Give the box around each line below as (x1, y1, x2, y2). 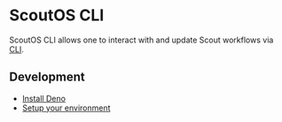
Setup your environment (21, 103, 111, 113)
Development (9, 70, 86, 85)
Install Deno (21, 93, 67, 103)
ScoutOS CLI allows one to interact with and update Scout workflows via (9, 34, 274, 45)
